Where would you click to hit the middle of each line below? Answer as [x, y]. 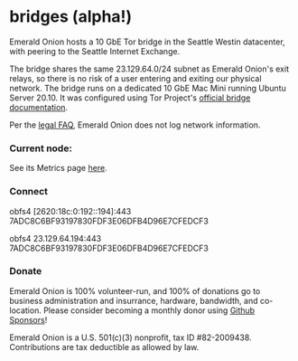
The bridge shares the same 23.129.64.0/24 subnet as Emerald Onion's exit [149, 69]
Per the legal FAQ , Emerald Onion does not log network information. [135, 125]
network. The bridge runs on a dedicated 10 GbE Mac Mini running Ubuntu [148, 88]
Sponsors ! [28, 319]
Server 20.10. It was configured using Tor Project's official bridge [130, 98]
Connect [28, 192]
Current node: [41, 148]
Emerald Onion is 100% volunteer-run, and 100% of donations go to [135, 290]
